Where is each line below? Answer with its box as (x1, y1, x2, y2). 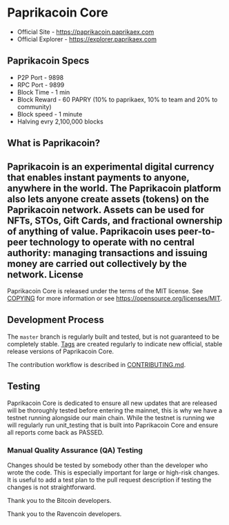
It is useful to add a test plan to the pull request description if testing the (7, 475, 212, 484)
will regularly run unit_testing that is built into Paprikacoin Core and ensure (7, 421, 219, 429)
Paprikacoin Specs (7, 55, 90, 67)
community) (17, 102, 52, 111)
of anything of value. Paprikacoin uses (7, 226, 176, 237)
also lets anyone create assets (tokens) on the (7, 193, 209, 205)
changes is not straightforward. (7, 483, 97, 491)
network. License (7, 268, 84, 280)
